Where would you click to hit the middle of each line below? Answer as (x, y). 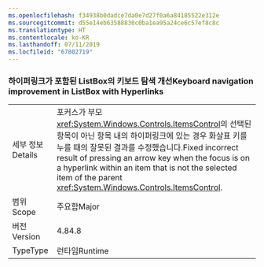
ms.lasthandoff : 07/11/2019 (54, 45)
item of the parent (90, 178)
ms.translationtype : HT (47, 30)
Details (25, 155)
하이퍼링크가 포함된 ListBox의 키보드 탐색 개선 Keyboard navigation (131, 81)
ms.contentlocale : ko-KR (49, 37)
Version (26, 237)
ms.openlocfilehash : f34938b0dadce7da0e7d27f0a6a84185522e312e (114, 15)
